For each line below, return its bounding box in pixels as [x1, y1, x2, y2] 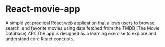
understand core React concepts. [5, 36, 74, 42]
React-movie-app [5, 3, 80, 15]
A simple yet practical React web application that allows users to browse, [5, 20, 156, 26]
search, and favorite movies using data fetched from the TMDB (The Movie [5, 25, 160, 31]
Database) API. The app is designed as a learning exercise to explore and [5, 30, 157, 36]
